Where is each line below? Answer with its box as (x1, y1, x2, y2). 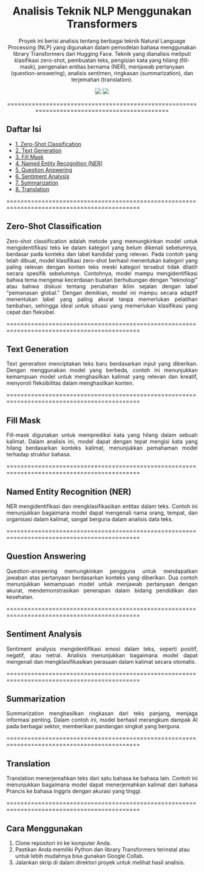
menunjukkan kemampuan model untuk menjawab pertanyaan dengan (6, 580, 198, 587)
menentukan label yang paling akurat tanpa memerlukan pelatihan (6, 296, 198, 303)
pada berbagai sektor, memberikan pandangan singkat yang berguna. (6, 723, 181, 730)
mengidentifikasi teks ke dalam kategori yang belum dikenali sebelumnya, (6, 244, 198, 251)
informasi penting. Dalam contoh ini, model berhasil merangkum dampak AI (6, 716, 198, 723)
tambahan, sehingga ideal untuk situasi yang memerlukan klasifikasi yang (6, 302, 198, 309)
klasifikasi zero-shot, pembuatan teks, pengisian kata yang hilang (14, 56, 178, 64)
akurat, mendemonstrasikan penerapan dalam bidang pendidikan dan (6, 587, 198, 594)
